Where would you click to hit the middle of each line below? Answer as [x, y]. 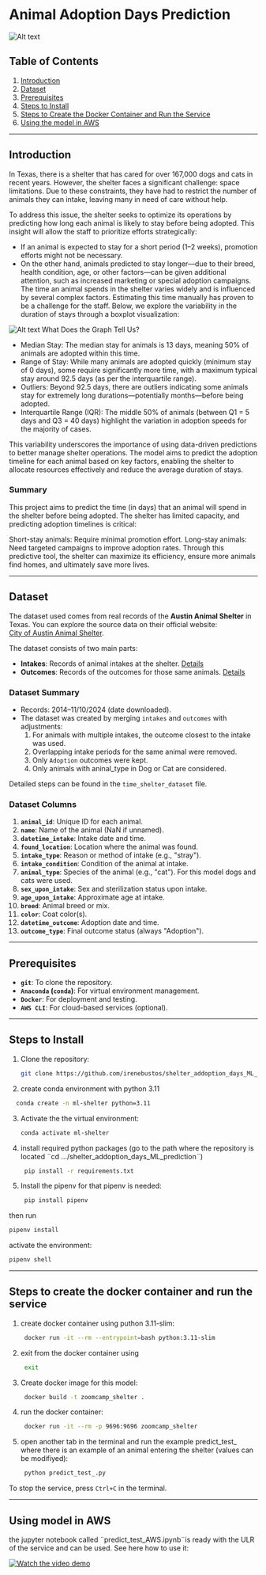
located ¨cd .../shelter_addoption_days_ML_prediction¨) [112, 1156]
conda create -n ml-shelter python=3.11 [83, 1103]
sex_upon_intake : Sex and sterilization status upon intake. [114, 889]
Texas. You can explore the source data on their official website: [113, 624]
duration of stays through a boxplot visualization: [100, 314]
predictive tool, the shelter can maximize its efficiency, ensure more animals [132, 556]
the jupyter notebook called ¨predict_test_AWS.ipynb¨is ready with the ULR [132, 1540]
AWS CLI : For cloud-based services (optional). [94, 1008]
